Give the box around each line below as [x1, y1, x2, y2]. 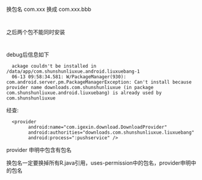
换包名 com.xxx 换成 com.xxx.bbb [6, 5, 91, 13]
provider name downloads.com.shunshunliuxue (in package [6, 84, 154, 90]
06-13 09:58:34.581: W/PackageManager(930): [12, 73, 127, 80]
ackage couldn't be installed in [12, 63, 97, 69]
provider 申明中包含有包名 [6, 146, 72, 153]
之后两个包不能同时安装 [6, 28, 65, 35]
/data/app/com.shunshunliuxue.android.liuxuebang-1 [6, 68, 140, 74]
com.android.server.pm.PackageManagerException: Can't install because [6, 79, 192, 85]
